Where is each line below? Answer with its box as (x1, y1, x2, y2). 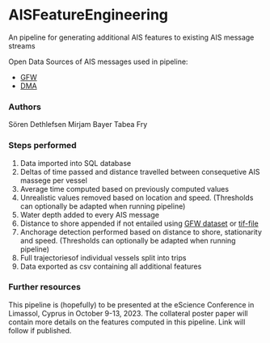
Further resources (8, 282, 81, 293)
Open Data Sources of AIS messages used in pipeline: (8, 57, 188, 66)
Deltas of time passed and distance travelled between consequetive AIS (19, 167, 260, 176)
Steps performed (8, 140, 77, 151)
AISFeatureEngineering (8, 6, 168, 24)
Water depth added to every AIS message (19, 210, 160, 219)
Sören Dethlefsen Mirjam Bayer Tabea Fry (8, 120, 148, 129)
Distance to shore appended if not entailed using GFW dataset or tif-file (19, 218, 259, 228)
